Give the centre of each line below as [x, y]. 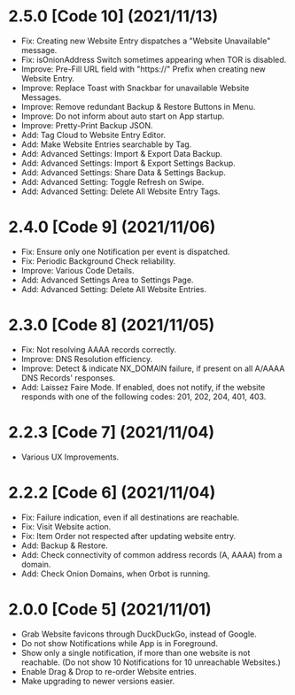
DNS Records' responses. [68, 377]
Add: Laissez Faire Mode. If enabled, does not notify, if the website [143, 387]
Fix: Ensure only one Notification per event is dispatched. [125, 251]
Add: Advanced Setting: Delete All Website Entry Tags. [120, 191]
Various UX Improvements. [70, 457]
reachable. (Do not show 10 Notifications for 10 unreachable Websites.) [151, 662]
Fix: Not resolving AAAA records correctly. [99, 349]
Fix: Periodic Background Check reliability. [98, 261]
